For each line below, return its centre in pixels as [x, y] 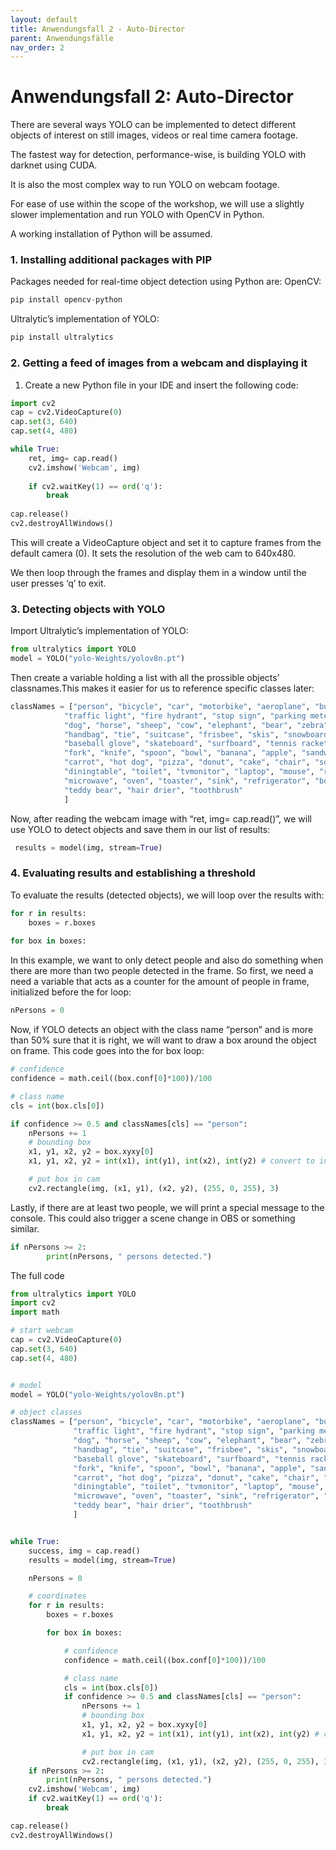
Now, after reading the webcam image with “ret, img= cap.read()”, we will [161, 818]
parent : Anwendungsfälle [62, 38]
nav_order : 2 [37, 47]
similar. [25, 1228]
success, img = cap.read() [84, 1551]
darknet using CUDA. [54, 165]
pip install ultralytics [62, 337]
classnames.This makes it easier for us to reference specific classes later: [162, 688]
